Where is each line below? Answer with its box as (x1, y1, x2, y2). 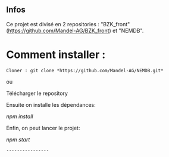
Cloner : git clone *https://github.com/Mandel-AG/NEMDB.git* (6, 67, 164, 73)
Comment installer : (6, 48, 106, 61)
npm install (6, 113, 33, 120)
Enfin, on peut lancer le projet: (6, 124, 80, 131)
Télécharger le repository (6, 90, 68, 97)
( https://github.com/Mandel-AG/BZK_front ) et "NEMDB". (6, 27, 144, 34)
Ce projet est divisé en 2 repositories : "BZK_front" (6, 20, 130, 27)
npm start (6, 136, 30, 143)
